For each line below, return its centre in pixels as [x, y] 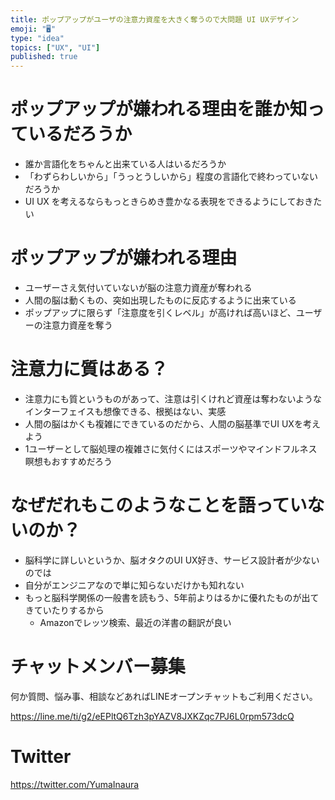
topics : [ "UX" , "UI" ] [55, 47]
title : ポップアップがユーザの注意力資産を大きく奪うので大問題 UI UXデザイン [155, 19]
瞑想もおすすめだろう [68, 461]
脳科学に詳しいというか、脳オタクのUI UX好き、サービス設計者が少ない [172, 560]
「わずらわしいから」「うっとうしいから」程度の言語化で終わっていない [171, 177]
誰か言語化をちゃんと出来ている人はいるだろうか [125, 164]
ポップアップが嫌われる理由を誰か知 [159, 109]
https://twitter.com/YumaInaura [75, 784]
